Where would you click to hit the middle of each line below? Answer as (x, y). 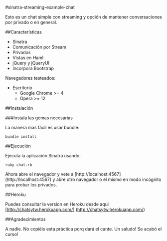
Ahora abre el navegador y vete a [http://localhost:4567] (63, 174)
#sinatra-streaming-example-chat (40, 7)
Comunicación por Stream (39, 47)
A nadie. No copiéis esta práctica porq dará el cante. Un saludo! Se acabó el (83, 229)
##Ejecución (18, 146)
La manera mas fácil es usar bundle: (42, 128)
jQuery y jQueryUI (31, 63)
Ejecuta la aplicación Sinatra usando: (43, 156)
